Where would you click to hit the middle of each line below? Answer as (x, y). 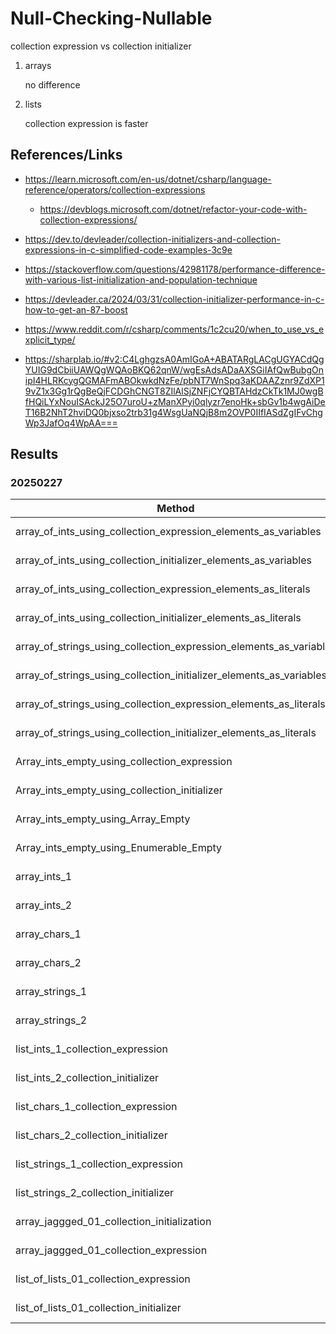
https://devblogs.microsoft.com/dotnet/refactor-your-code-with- (173, 209)
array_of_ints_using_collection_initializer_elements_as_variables (163, 560)
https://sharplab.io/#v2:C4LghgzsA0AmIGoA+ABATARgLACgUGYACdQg (174, 359)
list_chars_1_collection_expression (96, 1107)
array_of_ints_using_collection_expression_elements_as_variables (168, 532)
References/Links (66, 155)
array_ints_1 (44, 877)
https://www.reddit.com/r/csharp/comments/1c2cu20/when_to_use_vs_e (174, 329)
